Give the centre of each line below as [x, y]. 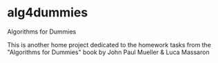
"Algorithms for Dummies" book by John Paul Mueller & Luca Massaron [108, 52]
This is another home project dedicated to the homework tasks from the [109, 45]
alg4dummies [48, 13]
